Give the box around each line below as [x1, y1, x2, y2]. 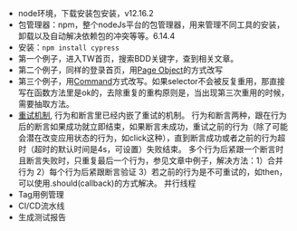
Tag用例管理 [17, 189, 65, 199]
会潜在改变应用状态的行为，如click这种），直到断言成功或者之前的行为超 [17, 132, 286, 143]
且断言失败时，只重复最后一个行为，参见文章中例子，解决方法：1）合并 [17, 155, 283, 166]
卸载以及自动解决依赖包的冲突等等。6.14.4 [17, 31, 176, 41]
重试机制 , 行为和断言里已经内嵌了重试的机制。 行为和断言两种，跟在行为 [17, 110, 287, 120]
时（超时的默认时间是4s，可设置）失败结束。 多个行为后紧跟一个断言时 [17, 144, 284, 154]
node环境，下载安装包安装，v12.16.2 [17, 8, 154, 18]
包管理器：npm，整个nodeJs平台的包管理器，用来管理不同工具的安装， [17, 19, 285, 30]
